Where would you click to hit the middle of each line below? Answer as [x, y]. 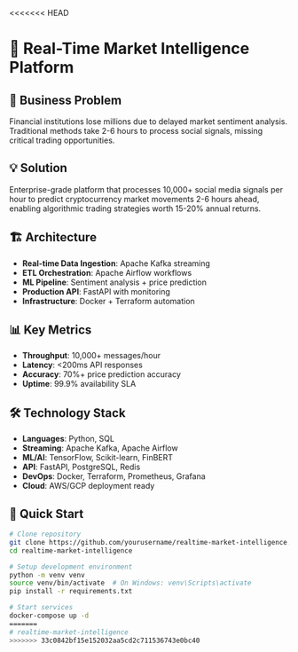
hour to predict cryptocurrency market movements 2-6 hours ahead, [134, 199]
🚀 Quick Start [47, 514]
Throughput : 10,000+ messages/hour [91, 356]
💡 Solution [39, 168]
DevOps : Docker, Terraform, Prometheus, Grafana [114, 476]
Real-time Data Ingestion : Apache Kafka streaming [116, 263]
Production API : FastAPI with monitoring [96, 291]
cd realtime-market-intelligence [71, 550]
